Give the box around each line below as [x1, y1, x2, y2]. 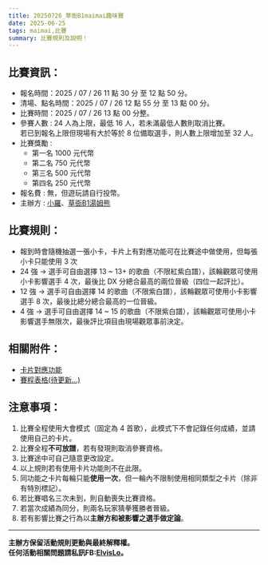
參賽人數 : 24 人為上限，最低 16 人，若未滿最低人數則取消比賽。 [19, 118, 230, 128]
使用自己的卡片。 [19, 433, 77, 443]
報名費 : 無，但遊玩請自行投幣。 [19, 189, 124, 198]
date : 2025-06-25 [8, 19, 66, 27]
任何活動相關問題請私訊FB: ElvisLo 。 [8, 547, 128, 557]
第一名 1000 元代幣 [31, 149, 94, 158]
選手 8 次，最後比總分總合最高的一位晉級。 [19, 296, 162, 306]
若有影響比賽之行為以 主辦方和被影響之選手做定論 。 [19, 513, 188, 523]
